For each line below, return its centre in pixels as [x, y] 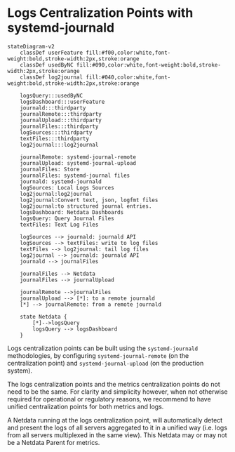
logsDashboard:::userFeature [62, 102]
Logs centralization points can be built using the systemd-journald [103, 348]
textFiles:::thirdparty [55, 138]
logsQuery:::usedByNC [51, 95]
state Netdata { [44, 317]
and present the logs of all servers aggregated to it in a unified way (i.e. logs [117, 427]
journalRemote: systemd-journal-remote [78, 157]
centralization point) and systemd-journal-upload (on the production [106, 363]
